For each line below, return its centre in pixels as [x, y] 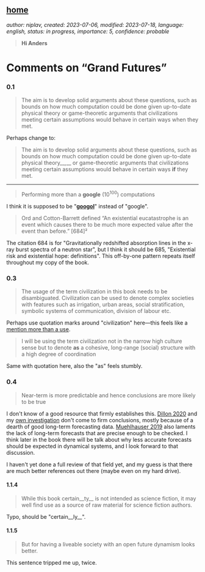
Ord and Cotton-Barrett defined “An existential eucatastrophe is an [105, 218]
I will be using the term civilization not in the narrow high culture [102, 341]
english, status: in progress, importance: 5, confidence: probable [88, 31]
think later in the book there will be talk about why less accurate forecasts [99, 439]
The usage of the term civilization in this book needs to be [94, 291]
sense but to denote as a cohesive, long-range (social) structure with [108, 348]
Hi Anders [34, 43]
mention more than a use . [38, 329]
